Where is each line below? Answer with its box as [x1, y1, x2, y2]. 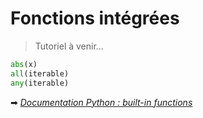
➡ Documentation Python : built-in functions [10, 96, 193, 108]
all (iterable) [10, 68, 70, 79]
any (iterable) [10, 78, 70, 88]
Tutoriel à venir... [34, 40, 104, 52]
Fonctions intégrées [10, 7, 180, 30]
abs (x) [10, 59, 38, 69]
